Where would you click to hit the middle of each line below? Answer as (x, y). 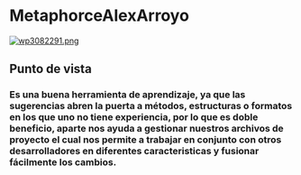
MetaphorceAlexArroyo (99, 16)
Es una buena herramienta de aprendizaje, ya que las (128, 95)
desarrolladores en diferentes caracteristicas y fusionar (134, 152)
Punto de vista (50, 69)
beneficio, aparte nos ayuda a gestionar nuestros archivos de (146, 129)
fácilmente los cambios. (63, 162)
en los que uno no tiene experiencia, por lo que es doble (134, 117)
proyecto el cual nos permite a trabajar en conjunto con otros (146, 140)
